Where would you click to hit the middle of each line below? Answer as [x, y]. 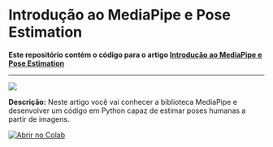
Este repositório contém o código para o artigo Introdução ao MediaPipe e [135, 54]
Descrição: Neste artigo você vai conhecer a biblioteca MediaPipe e [123, 102]
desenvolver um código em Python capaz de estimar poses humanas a [127, 110]
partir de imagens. [39, 119]
